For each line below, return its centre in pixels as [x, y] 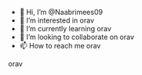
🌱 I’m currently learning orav [66, 29]
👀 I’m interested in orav [57, 20]
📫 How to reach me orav [60, 46]
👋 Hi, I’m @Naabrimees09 [61, 12]
